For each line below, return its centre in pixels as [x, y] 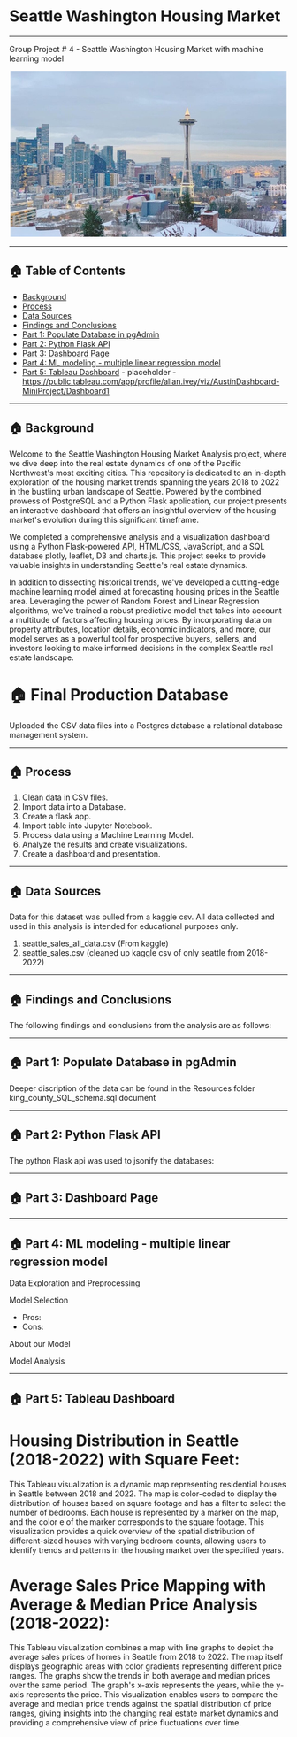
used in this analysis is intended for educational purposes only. [124, 926]
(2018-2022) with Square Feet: [125, 1460]
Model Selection [39, 1300]
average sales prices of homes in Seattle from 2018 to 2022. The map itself [146, 1657]
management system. [49, 734]
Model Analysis [37, 1361]
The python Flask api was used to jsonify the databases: [112, 1160]
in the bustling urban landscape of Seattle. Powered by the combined [135, 491]
